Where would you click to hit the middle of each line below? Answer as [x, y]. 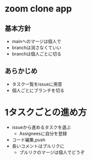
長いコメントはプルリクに [38, 146]
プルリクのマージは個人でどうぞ [52, 152]
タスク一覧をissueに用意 [37, 84]
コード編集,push [29, 139]
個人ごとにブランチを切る [38, 90]
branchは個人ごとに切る [37, 54]
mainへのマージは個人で [37, 41]
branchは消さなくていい [37, 47]
